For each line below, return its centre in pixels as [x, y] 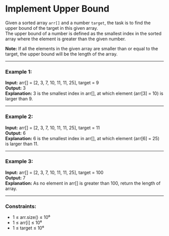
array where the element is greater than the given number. [66, 39]
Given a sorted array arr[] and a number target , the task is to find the [78, 23]
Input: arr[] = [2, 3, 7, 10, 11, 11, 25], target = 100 [55, 172]
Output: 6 [16, 133]
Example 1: [19, 72]
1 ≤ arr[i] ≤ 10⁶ [27, 223]
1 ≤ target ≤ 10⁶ [28, 228]
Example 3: [19, 161]
